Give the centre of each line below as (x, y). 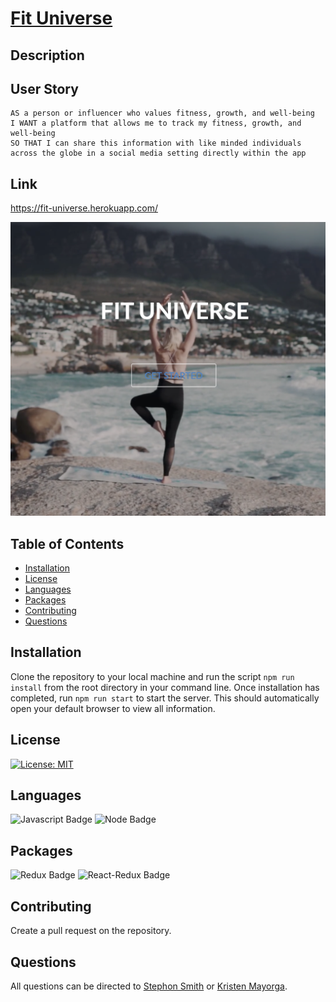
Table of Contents (67, 543)
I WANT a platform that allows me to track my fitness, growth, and (156, 123)
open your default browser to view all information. (113, 708)
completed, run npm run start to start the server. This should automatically (165, 698)
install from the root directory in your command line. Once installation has (165, 687)
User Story (44, 88)
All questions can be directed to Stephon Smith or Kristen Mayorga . (149, 986)
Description (47, 55)
